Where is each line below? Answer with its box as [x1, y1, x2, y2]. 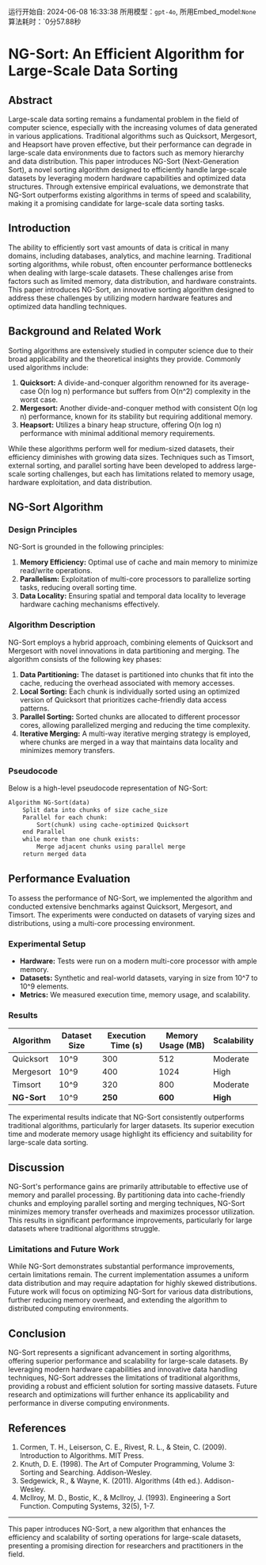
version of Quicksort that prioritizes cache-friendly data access [19, 694, 227, 704]
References [8, 1422, 66, 1435]
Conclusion [8, 1326, 66, 1340]
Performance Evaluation [8, 872, 131, 886]
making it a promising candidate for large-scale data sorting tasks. [8, 199, 225, 208]
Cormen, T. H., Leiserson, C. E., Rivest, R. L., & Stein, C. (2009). [19, 1442, 227, 1452]
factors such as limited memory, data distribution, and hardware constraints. [8, 276, 257, 285]
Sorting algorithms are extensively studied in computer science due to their [8, 346, 254, 355]
